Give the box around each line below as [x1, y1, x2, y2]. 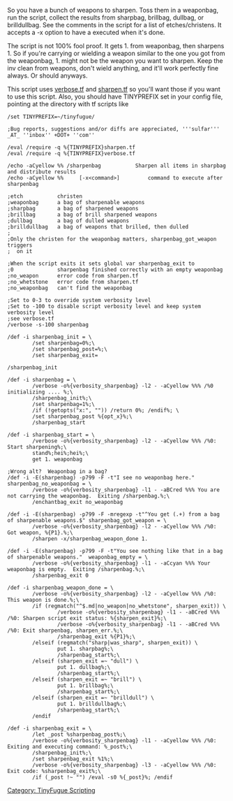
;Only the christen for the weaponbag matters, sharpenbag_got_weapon [7, 236, 217, 243]
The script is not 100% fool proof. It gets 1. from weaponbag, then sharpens [7, 42, 225, 50]
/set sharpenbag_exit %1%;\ [32, 756, 114, 763]
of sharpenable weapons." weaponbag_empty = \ [7, 554, 149, 561]
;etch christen [7, 193, 82, 200]
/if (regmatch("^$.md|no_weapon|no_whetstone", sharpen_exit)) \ [32, 602, 227, 609]
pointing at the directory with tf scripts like [7, 100, 129, 108]
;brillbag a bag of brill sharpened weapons [7, 211, 158, 218]
